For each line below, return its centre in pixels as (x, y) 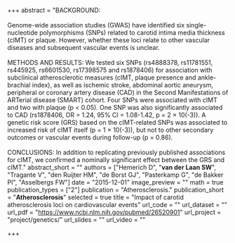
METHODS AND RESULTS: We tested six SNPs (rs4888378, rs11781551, (110, 62)
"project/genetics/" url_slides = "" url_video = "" (76, 220)
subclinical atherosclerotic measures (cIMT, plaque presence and (102, 77)
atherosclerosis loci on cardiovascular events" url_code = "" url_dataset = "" (117, 205)
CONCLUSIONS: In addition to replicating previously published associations (116, 152)
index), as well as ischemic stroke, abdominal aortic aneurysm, (123, 85)
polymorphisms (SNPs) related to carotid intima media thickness (133, 32)
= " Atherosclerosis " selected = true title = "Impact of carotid (96, 197)
